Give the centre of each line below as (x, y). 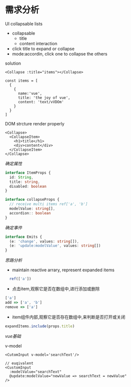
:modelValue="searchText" (36, 372)
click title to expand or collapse (43, 49)
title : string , (25, 182)
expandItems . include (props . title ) (40, 326)
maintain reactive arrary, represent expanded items (63, 270)
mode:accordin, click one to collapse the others (60, 53)
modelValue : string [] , (32, 209)
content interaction (38, 43)
